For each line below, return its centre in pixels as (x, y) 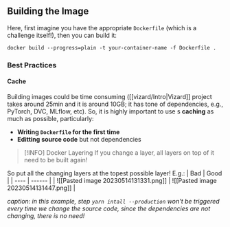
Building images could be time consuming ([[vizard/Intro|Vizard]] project (110, 96)
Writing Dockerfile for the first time (68, 132)
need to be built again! (56, 160)
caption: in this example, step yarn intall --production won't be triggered (113, 201)
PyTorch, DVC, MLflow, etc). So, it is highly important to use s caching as (111, 111)
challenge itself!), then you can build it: (62, 35)
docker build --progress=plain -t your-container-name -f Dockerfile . (112, 47)
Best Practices (32, 65)
